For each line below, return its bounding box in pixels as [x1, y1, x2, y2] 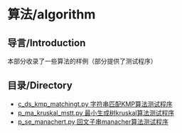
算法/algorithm [7, 6, 96, 23]
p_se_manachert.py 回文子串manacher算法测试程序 [17, 117, 169, 126]
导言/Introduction [7, 37, 86, 49]
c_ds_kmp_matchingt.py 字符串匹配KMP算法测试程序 [17, 100, 173, 108]
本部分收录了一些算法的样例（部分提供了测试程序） [7, 57, 157, 65]
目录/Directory [7, 79, 73, 92]
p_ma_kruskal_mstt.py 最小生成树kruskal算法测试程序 [17, 108, 175, 117]
